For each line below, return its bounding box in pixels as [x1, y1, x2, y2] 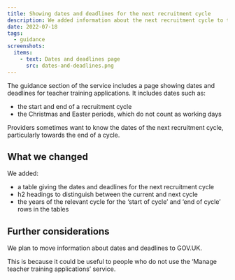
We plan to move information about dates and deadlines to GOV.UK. [7, 244, 203, 252]
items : [13, 50, 33, 57]
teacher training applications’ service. [7, 265, 116, 273]
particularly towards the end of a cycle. [7, 131, 120, 139]
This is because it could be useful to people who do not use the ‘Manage [7, 258, 217, 266]
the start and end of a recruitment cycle [17, 102, 132, 110]
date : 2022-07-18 [7, 23, 58, 30]
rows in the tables [17, 205, 69, 214]
